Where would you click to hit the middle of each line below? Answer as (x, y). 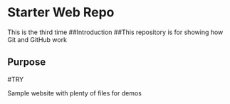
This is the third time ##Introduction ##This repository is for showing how (115, 32)
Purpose (27, 62)
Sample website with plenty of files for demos (75, 93)
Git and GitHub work (37, 39)
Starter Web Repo (61, 12)
